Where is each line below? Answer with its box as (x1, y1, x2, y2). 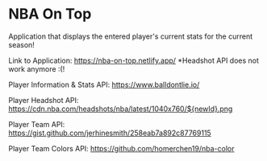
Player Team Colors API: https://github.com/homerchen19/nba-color (8, 143, 235, 153)
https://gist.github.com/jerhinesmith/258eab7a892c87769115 (8, 128, 211, 138)
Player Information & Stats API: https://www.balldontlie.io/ (8, 80, 200, 89)
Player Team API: (8, 119, 65, 129)
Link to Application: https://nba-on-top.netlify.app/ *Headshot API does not (8, 56, 260, 65)
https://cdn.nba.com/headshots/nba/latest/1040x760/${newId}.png (8, 104, 233, 114)
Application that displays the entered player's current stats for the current (8, 31, 253, 41)
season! (8, 39, 35, 49)
